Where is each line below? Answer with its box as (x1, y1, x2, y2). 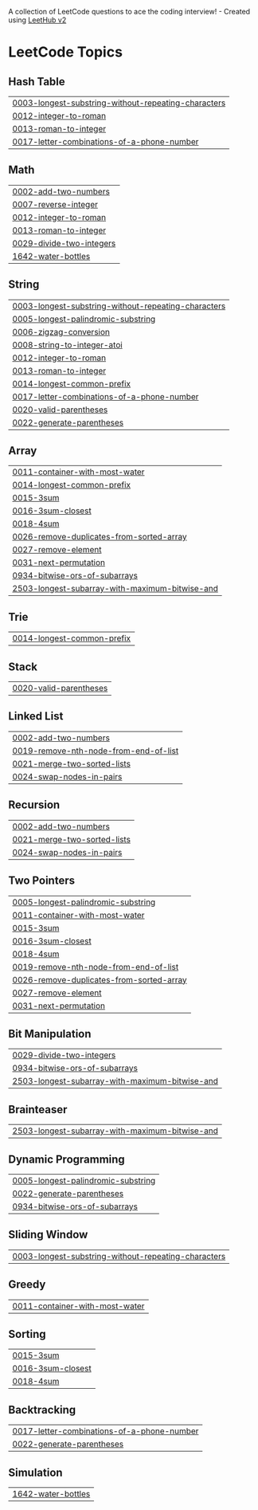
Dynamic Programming (8, 1152, 125, 1166)
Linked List (8, 709, 64, 724)
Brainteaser (8, 1103, 68, 1116)
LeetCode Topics (8, 43, 123, 61)
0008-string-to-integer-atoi (12, 339, 123, 350)
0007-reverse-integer (12, 198, 98, 210)
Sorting (8, 1327, 46, 1341)
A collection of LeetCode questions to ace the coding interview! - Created (8, 7, 251, 16)
